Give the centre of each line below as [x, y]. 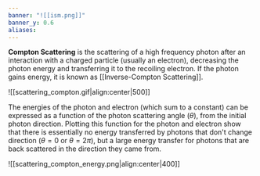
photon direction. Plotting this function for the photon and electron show [125, 124]
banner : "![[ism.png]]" [47, 15]
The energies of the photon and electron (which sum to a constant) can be [128, 107]
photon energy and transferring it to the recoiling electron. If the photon [123, 69]
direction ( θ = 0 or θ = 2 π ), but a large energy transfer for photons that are [129, 141]
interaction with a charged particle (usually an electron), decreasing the [123, 60]
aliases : [22, 30]
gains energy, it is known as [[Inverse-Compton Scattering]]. [106, 77]
